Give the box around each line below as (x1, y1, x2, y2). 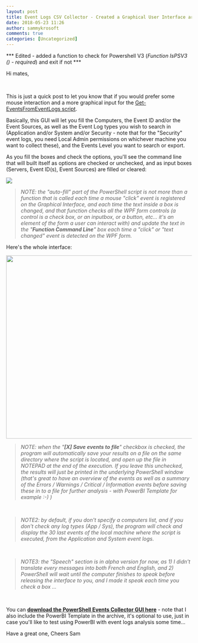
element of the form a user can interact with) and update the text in (20, 219, 185, 227)
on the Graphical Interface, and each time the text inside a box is (20, 201, 179, 208)
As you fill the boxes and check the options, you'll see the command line (6, 153, 182, 160)
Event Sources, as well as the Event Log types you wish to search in (6, 123, 171, 130)
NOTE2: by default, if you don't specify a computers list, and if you (20, 517, 184, 523)
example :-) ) (20, 494, 52, 500)
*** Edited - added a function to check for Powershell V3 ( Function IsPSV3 (6, 53, 187, 59)
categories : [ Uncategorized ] (6, 36, 78, 42)
